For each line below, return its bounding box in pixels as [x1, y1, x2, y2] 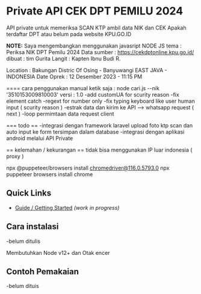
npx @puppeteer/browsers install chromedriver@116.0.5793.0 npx [6, 164, 170, 171]
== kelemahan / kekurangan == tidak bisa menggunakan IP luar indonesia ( [6, 146, 193, 153]
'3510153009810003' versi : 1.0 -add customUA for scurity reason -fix [6, 91, 179, 98]
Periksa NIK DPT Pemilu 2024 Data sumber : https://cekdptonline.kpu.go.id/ [6, 48, 194, 55]
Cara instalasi [6, 221, 59, 232]
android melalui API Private [6, 134, 73, 142]
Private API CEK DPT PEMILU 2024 [6, 4, 184, 18]
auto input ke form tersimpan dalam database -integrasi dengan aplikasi [6, 128, 185, 135]
